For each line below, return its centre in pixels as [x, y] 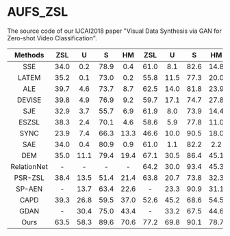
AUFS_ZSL [38, 12]
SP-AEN [29, 189]
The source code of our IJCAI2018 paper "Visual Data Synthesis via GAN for [115, 31]
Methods [29, 55]
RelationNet [29, 166]
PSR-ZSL [29, 177]
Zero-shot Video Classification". [52, 38]
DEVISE [29, 100]
